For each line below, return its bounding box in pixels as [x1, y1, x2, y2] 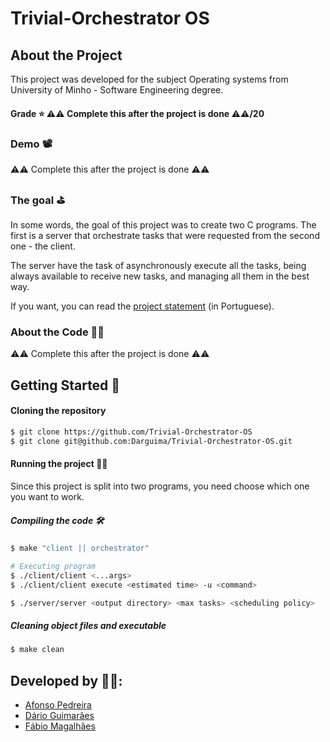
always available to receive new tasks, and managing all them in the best [10, 270, 310, 282]
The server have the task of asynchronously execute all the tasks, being [10, 260, 307, 272]
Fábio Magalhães [24, 720, 96, 732]
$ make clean [10, 645, 65, 655]
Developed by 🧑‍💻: [10, 672, 123, 689]
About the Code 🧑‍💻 [10, 325, 105, 339]
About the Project [10, 47, 123, 64]
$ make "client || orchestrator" [10, 543, 150, 553]
